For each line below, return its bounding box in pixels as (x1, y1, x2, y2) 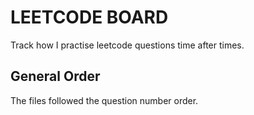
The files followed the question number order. (10, 94, 199, 106)
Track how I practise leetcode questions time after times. (10, 39, 245, 51)
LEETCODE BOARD (10, 6, 169, 29)
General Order (10, 68, 101, 85)
